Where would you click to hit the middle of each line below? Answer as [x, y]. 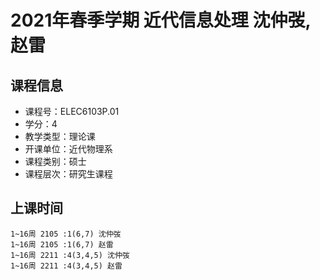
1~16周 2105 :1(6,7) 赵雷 [62, 244]
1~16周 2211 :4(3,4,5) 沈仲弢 [70, 255]
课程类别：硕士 [55, 161]
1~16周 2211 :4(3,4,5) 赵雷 [66, 266]
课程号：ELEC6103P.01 [72, 111]
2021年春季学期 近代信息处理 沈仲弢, [160, 20]
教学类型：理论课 [60, 136]
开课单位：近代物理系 [68, 149]
